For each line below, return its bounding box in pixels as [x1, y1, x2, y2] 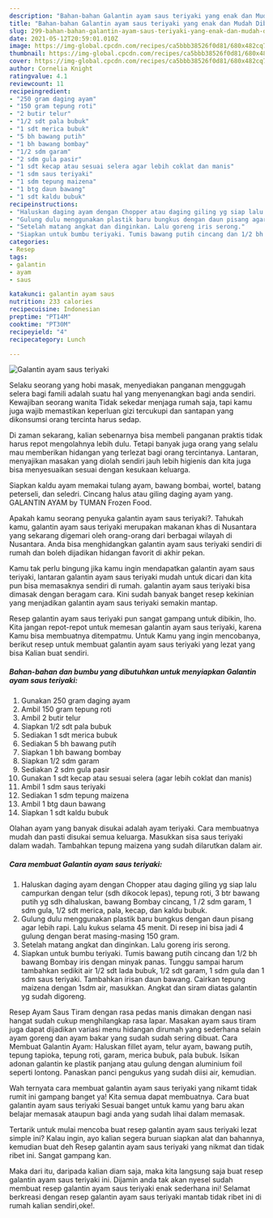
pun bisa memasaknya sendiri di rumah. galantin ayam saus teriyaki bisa [9, 581, 250, 591]
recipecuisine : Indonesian [9, 306, 100, 314]
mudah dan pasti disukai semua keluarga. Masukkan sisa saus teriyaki [9, 832, 244, 842]
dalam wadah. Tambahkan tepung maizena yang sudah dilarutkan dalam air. [9, 840, 262, 851]
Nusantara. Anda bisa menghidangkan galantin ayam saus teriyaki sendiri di [9, 540, 262, 549]
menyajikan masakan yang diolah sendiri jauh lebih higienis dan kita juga [9, 456, 252, 466]
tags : [9, 253, 28, 261]
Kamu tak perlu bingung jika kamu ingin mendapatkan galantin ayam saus [9, 564, 255, 574]
